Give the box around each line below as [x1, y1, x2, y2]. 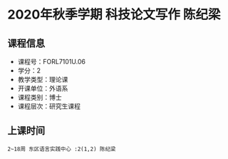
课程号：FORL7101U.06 [17, 58, 85, 66]
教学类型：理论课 [17, 76, 68, 83]
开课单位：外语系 [17, 84, 68, 93]
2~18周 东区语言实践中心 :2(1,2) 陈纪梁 [7, 145, 116, 153]
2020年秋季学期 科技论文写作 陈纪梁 [7, 6, 221, 23]
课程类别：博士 [17, 93, 62, 101]
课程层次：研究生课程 [17, 102, 81, 111]
